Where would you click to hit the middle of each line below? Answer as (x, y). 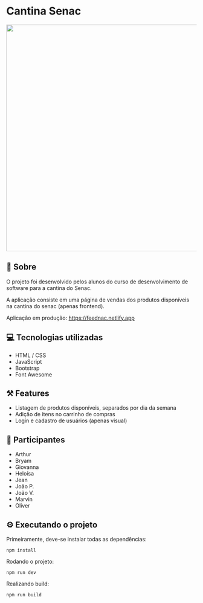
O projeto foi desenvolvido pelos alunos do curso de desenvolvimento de (97, 282)
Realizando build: (28, 584)
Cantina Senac (44, 11)
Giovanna (27, 467)
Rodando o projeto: (30, 561)
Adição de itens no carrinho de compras (65, 414)
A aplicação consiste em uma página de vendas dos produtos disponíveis (98, 300)
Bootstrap (27, 368)
